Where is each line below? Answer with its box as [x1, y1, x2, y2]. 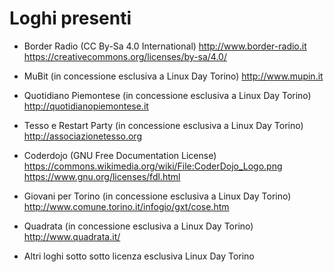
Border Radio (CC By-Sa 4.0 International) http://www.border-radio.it [23, 40, 307, 52]
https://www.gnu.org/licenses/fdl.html [23, 170, 181, 182]
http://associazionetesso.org [23, 130, 142, 142]
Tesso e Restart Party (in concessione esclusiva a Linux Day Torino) [23, 119, 304, 131]
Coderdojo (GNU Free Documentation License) [23, 149, 217, 161]
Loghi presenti [9, 7, 132, 30]
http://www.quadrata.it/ [23, 230, 121, 242]
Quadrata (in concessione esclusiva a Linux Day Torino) [23, 220, 254, 232]
